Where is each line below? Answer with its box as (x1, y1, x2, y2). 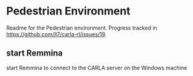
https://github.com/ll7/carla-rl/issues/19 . (6, 30, 107, 37)
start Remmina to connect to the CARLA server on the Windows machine (6, 64, 188, 71)
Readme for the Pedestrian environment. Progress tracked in (6, 24, 157, 31)
